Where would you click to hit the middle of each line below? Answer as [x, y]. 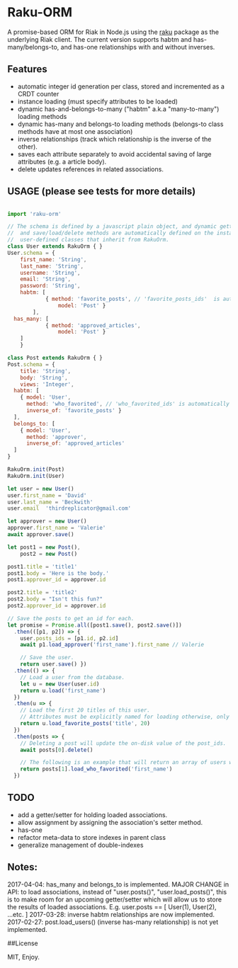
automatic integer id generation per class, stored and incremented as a [121, 86]
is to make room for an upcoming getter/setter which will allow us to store [114, 899]
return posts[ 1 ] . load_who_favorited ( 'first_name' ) [96, 769]
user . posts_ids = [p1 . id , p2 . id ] [69, 638]
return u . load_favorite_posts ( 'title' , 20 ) [85, 724]
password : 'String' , [50, 286]
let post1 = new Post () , [44, 547]
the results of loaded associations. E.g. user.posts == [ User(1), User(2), [112, 906]
